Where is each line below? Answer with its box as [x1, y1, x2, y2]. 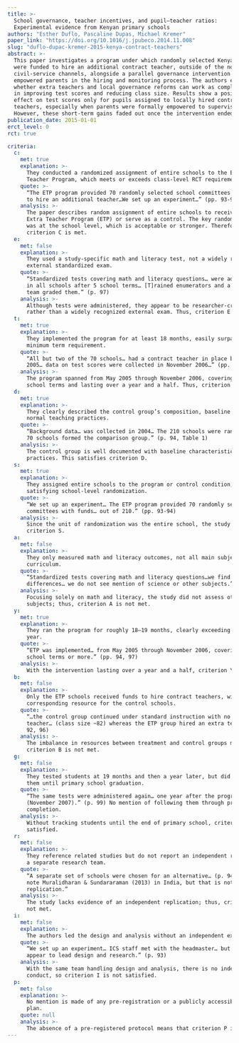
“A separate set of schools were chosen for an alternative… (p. [26, 872, 224, 880]
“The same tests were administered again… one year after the [26, 793, 215, 800]
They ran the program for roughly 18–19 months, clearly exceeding [26, 627, 231, 634]
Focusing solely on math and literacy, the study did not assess [26, 594, 224, 601]
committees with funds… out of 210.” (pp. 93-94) [26, 507, 176, 514]
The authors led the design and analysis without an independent [26, 932, 224, 939]
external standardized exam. [26, 262, 113, 270]
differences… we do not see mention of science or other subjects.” [26, 581, 234, 588]
